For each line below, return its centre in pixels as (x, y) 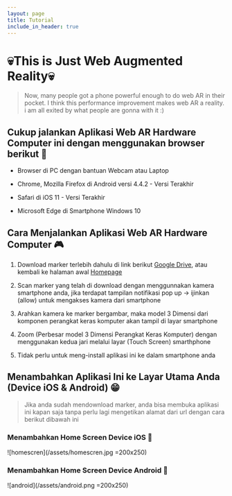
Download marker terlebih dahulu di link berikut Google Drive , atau (112, 264)
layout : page (26, 14)
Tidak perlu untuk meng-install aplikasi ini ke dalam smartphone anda (116, 355)
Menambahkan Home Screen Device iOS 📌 (80, 437)
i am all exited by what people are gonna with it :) (94, 110)
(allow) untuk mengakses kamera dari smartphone (89, 300)
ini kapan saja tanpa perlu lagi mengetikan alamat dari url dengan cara (124, 412)
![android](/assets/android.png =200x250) (68, 486)
